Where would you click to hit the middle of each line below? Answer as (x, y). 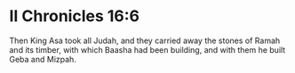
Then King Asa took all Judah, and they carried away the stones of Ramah (145, 40)
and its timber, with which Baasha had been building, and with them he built (147, 49)
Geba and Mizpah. (43, 59)
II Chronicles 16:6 (75, 16)
